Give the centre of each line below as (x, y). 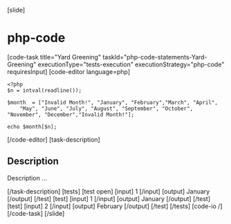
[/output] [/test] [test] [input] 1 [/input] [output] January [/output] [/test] (109, 198)
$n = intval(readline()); (44, 90)
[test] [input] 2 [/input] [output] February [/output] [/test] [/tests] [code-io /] (115, 206)
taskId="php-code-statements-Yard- (155, 57)
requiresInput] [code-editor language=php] (68, 71)
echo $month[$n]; (32, 127)
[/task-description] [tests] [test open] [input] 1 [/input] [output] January (109, 191)
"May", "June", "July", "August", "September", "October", (107, 109)
